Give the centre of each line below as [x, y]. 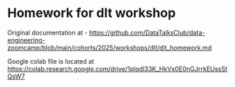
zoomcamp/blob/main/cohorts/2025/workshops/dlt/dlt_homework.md [110, 47]
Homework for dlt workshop [92, 13]
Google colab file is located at [51, 61]
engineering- [27, 40]
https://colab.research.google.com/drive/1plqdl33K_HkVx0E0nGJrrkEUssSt [117, 69]
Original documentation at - [47, 33]
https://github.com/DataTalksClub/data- [147, 33]
